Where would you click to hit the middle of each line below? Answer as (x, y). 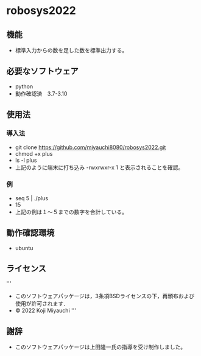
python (24, 86)
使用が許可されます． (42, 304)
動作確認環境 (30, 233)
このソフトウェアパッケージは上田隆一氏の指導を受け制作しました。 (100, 347)
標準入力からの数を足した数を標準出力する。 (71, 50)
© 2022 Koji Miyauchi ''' (46, 310)
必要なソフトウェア (42, 72)
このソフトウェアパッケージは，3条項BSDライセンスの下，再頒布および (105, 296)
